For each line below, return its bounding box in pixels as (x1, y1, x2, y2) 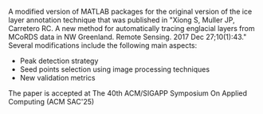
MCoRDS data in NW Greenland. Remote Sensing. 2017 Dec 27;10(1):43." (8, 32, 247, 41)
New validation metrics (19, 73, 96, 82)
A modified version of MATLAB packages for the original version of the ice (8, 7, 253, 16)
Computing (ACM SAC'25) (8, 97, 95, 106)
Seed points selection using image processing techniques (19, 65, 210, 74)
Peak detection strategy (19, 56, 99, 65)
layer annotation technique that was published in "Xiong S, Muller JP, (8, 15, 235, 25)
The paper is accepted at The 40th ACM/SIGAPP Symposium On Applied (8, 88, 248, 98)
